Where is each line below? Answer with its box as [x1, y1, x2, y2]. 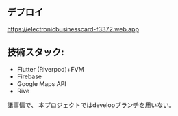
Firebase [16, 72, 42, 81]
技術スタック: [7, 46, 65, 58]
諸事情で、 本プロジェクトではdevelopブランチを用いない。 [7, 101, 175, 109]
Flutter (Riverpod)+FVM [16, 65, 84, 73]
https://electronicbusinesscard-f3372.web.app [7, 25, 139, 33]
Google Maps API [16, 79, 66, 87]
